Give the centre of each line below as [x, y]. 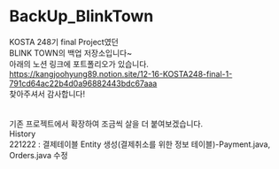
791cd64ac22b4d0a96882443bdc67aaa [83, 83]
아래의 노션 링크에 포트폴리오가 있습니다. [79, 64]
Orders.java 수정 [39, 155]
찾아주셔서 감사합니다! [47, 94]
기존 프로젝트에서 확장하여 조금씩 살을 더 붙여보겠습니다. [106, 123]
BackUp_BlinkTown [81, 16]
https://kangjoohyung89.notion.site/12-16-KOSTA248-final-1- [121, 73]
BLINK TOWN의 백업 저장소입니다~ [71, 53]
